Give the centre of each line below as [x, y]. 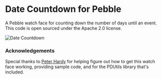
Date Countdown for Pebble [63, 9]
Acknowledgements [30, 51]
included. [15, 72]
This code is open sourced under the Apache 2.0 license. [64, 28]
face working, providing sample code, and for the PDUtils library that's [77, 67]
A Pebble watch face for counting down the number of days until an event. [81, 23]
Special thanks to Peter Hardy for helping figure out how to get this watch [80, 62]
